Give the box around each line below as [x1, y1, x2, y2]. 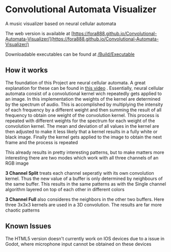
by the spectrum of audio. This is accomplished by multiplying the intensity [5, 101, 163, 107]
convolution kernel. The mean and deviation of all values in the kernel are [5, 123, 159, 129]
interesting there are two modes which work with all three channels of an [5, 154, 159, 161]
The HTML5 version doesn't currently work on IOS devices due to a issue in [5, 235, 165, 241]
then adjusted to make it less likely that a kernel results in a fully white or [5, 128, 158, 134]
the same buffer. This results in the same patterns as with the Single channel [5, 180, 166, 187]
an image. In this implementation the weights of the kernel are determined [5, 96, 161, 102]
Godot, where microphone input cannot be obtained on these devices [5, 241, 152, 247]
